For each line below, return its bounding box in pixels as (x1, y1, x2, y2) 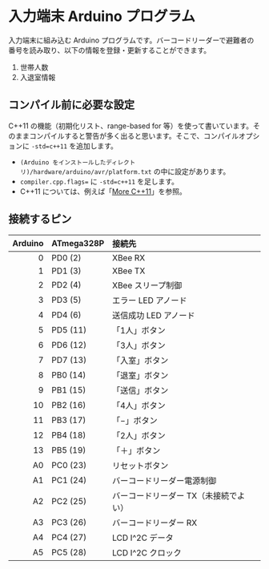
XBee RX (111, 252, 146, 263)
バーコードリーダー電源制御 (111, 474, 217, 486)
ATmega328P (51, 237, 105, 248)
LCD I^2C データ (111, 532, 174, 543)
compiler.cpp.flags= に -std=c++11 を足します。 (19, 176, 179, 186)
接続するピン (8, 212, 72, 226)
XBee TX (111, 265, 146, 276)
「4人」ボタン (111, 400, 166, 411)
